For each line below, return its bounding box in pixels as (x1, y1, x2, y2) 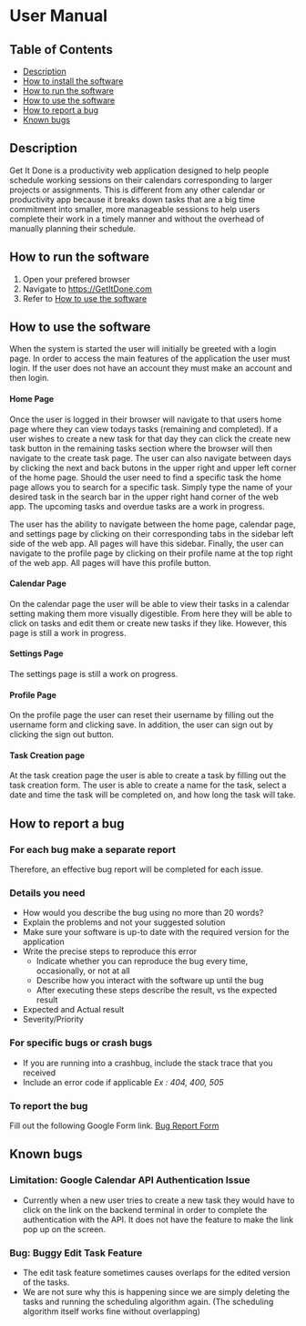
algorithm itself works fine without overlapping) (22, 1306, 200, 1317)
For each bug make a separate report (9, 843, 176, 856)
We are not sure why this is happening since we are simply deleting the (22, 1287, 290, 1298)
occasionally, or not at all (36, 965, 130, 976)
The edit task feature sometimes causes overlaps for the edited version (22, 1268, 291, 1279)
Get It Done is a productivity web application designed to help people (9, 165, 270, 176)
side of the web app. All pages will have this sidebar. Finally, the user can (9, 538, 284, 549)
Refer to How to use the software (22, 293, 148, 303)
